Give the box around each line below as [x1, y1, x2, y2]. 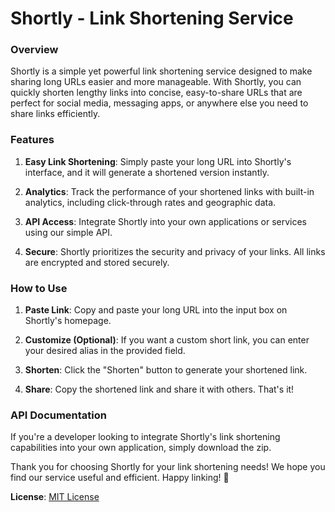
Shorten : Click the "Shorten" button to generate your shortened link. [24, 364, 308, 376]
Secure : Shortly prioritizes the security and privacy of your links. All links [24, 245, 326, 257]
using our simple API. [24, 226, 113, 238]
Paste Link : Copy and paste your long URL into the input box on [24, 304, 288, 316]
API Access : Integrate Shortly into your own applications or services [24, 215, 307, 227]
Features [10, 133, 55, 147]
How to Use [10, 281, 68, 295]
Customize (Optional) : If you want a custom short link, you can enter [24, 334, 310, 346]
